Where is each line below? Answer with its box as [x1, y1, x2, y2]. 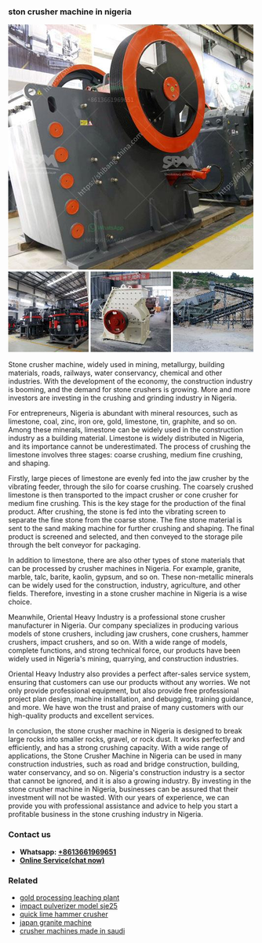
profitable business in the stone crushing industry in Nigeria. [8, 810, 204, 819]
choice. [8, 597, 33, 606]
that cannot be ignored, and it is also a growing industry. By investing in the [8, 776, 252, 786]
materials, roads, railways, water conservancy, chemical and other [8, 368, 223, 378]
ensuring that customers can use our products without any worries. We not [8, 678, 251, 687]
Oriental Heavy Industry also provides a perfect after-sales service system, [8, 669, 251, 679]
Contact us [8, 829, 51, 840]
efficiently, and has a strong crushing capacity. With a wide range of [8, 743, 229, 752]
